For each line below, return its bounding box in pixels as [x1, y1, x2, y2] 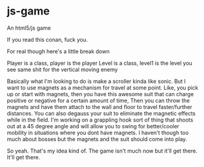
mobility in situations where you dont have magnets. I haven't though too [7, 129, 189, 136]
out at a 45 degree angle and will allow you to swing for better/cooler [7, 122, 180, 129]
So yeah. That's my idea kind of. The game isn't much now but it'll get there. [7, 147, 198, 154]
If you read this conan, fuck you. [7, 36, 88, 43]
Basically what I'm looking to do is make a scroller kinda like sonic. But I [7, 77, 186, 85]
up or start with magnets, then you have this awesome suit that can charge [7, 90, 194, 97]
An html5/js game [7, 24, 51, 31]
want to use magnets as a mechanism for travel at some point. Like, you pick [7, 83, 199, 91]
